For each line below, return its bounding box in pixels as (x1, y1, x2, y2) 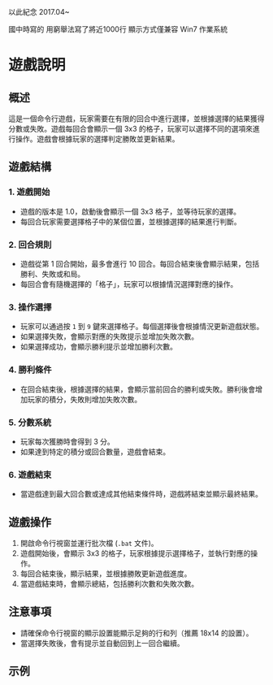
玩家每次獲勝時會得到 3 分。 (19, 436, 115, 446)
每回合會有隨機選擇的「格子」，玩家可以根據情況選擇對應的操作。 (19, 279, 238, 288)
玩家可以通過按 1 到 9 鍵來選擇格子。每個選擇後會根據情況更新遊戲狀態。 (19, 322, 264, 332)
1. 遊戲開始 (8, 186, 50, 197)
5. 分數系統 (8, 417, 52, 428)
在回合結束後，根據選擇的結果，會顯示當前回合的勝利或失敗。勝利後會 (19, 384, 256, 394)
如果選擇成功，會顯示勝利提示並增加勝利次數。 (19, 342, 177, 352)
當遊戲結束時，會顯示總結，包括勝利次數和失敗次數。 (19, 579, 199, 588)
